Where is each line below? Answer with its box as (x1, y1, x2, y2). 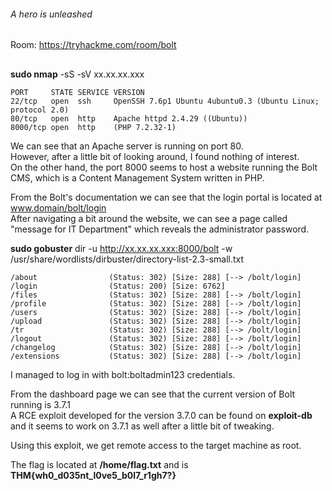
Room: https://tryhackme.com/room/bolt (10, 39, 177, 51)
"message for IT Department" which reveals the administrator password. (10, 223, 310, 235)
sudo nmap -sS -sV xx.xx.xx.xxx (10, 68, 145, 80)
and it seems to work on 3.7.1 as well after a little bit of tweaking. (10, 420, 275, 432)
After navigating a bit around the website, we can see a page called (10, 212, 288, 224)
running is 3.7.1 (10, 398, 71, 410)
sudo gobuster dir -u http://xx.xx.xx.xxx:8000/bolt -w (10, 242, 233, 254)
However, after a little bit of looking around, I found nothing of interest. (10, 150, 300, 162)
